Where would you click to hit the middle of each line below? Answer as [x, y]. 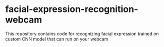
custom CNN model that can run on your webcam [57, 39]
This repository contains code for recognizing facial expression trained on [82, 33]
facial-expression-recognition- [72, 9]
